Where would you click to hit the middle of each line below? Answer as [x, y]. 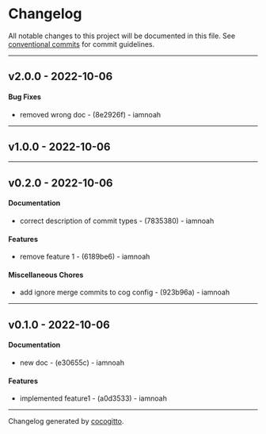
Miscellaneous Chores [46, 275]
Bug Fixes [25, 97]
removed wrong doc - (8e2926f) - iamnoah [90, 114]
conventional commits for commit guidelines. [82, 44]
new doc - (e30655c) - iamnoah [72, 363]
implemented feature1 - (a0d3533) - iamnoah [93, 398]
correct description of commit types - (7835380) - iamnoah [117, 221]
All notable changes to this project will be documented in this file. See [122, 36]
